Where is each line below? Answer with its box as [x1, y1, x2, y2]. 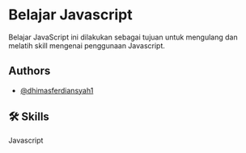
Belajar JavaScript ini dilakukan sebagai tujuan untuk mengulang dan [8, 32, 238, 42]
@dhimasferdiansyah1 [19, 85, 94, 95]
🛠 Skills [8, 110, 50, 124]
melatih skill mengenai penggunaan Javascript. [8, 40, 166, 50]
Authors [8, 64, 51, 78]
